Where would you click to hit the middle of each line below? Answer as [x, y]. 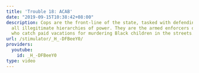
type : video [21, 61]
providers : [20, 45]
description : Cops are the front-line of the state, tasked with [88, 22]
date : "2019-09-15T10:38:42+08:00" [50, 17]
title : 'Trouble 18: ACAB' [39, 11]
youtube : [22, 50]
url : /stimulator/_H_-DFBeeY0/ [45, 39]
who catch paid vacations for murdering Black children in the [91, 34]
